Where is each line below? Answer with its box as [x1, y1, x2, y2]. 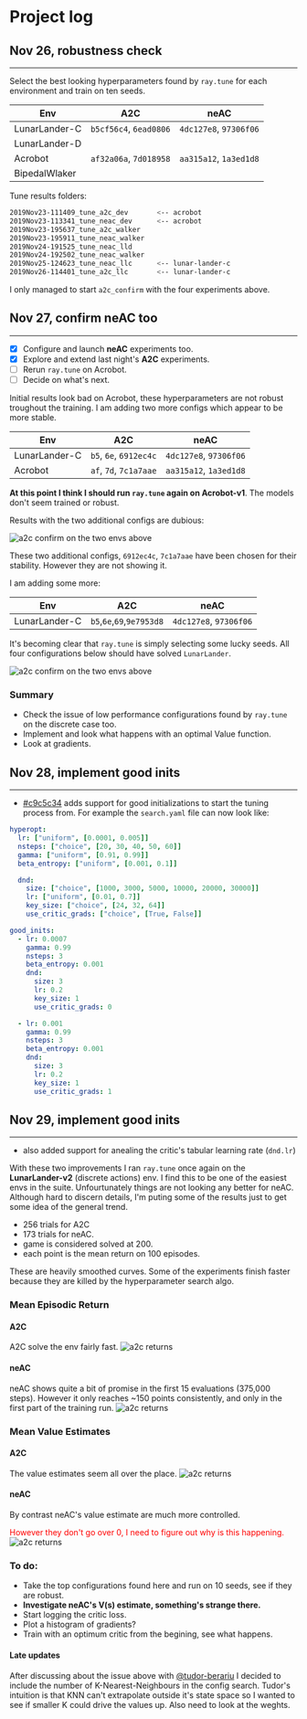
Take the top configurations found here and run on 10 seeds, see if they [22, 1580, 292, 1591]
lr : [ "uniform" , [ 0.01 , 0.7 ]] [26, 893, 142, 902]
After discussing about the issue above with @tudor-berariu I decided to [9, 1670, 281, 1681]
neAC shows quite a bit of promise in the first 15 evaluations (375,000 [9, 1383, 271, 1394]
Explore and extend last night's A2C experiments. [22, 354, 210, 365]
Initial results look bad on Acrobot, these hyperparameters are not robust [9, 393, 284, 404]
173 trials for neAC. [22, 1229, 94, 1240]
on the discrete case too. [22, 719, 117, 730]
